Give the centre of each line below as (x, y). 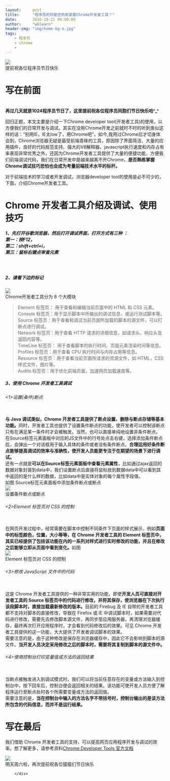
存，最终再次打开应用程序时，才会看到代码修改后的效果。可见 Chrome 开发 (83, 625)
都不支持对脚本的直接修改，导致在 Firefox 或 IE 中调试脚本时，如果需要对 (81, 613)
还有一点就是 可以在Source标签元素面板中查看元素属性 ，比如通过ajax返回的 (84, 464)
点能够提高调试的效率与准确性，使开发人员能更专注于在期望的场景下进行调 (83, 451)
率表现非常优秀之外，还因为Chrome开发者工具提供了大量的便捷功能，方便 (82, 153)
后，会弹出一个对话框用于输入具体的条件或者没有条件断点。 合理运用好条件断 (85, 445)
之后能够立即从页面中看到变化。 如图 (43, 548)
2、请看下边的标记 (25, 278)
